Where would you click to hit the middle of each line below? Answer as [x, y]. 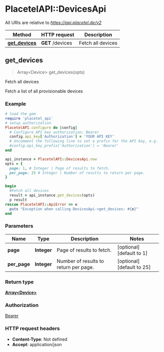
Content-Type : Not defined [40, 339]
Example [16, 104]
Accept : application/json [37, 344]
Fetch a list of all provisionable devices [44, 91]
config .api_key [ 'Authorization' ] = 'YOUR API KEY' [62, 137]
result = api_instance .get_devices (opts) [52, 195]
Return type [20, 282]
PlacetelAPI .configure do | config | [41, 128]
